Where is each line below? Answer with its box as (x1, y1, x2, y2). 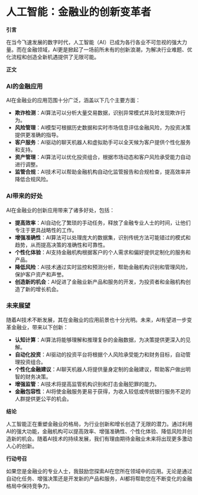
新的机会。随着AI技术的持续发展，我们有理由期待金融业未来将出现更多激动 (11, 435, 193, 442)
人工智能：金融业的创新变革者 (6, 5, 152, 19)
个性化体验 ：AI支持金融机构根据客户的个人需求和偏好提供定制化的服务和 (14, 249, 191, 256)
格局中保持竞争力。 (6, 482, 53, 489)
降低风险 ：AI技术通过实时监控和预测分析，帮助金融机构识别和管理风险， (14, 263, 191, 271)
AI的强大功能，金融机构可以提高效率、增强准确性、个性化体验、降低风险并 (6, 428, 187, 435)
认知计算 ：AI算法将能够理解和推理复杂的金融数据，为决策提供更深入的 (14, 336, 186, 343)
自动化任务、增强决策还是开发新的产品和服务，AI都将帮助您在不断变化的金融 (6, 475, 193, 482)
